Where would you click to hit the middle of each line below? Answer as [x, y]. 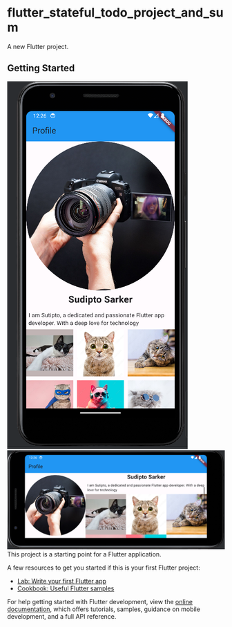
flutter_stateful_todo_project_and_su [115, 13]
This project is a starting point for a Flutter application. [84, 554]
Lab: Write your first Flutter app [62, 581]
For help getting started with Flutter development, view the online [100, 601]
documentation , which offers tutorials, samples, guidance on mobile [104, 609]
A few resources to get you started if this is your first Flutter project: [104, 568]
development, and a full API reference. [62, 616]
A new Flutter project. [38, 46]
